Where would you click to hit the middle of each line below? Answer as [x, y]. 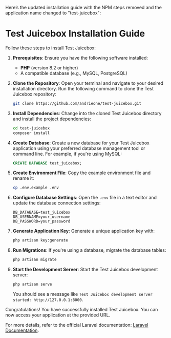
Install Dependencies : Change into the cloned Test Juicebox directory [87, 113]
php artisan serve [32, 285]
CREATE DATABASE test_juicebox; [47, 163]
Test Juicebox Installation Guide [75, 34]
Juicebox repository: [35, 94]
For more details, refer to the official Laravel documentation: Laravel [77, 325]
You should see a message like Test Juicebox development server [82, 294]
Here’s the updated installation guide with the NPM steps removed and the [84, 7]
